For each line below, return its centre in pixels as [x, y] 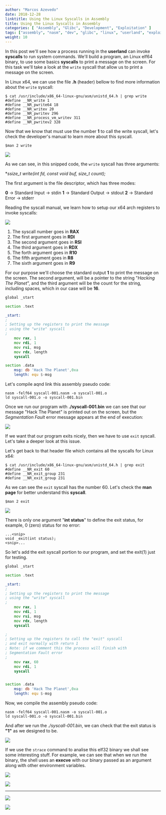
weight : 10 [16, 38]
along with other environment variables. [45, 765]
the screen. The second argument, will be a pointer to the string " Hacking [80, 278]
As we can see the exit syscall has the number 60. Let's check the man [79, 487]
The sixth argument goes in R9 [44, 263]
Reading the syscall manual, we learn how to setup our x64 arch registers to [83, 207]
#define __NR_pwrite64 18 [32, 105]
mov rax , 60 [26, 662]
